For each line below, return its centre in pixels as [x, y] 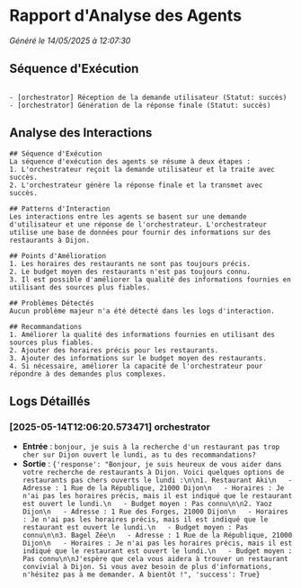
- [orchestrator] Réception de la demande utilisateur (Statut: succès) [148, 97]
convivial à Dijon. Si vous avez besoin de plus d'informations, [147, 567]
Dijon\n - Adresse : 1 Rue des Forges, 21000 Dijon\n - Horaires [155, 512]
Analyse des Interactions [81, 133]
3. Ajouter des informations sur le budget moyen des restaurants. [138, 358]
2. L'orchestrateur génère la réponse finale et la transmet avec [136, 185]
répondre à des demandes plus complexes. [88, 374]
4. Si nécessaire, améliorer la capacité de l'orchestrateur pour [136, 366]
